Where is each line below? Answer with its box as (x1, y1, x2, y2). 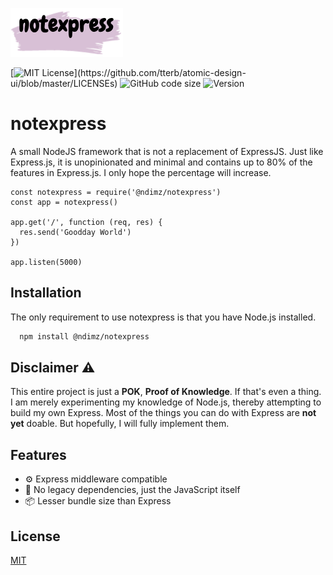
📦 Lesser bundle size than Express (24, 495, 172, 507)
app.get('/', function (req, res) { (10, 217, 163, 227)
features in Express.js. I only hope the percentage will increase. (10, 166, 272, 178)
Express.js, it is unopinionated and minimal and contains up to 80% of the (10, 156, 313, 168)
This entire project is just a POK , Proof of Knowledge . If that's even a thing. (10, 386, 322, 398)
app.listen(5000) (10, 257, 83, 267)
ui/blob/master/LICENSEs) (10, 78, 118, 89)
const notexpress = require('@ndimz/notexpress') (10, 187, 222, 197)
